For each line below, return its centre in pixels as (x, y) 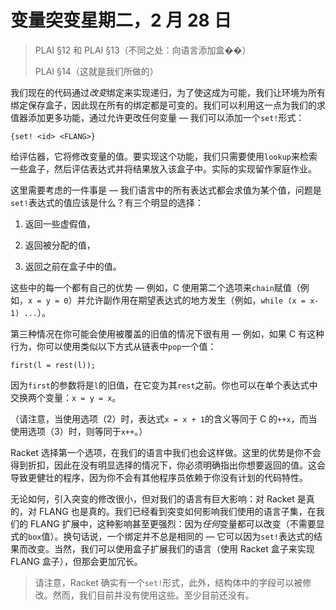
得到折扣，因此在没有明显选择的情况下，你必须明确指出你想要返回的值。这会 (168, 465)
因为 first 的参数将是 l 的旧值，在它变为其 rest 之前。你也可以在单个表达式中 (164, 385)
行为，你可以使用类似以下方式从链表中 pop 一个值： (113, 346)
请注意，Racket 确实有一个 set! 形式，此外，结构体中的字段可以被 (168, 582)
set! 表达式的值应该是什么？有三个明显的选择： (107, 202)
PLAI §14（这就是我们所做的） (96, 71)
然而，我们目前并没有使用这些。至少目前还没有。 (153, 595)
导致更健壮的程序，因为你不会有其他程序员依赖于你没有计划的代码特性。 (159, 477)
